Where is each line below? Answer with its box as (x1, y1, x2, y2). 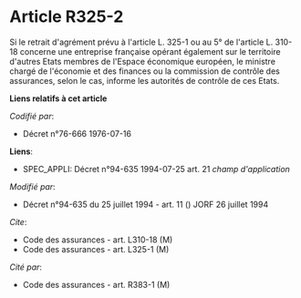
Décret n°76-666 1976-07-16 (22, 128, 132, 139)
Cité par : (9, 262, 43, 272)
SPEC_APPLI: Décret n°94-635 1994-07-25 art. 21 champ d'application (22, 163, 290, 174)
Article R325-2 (9, 6, 124, 27)
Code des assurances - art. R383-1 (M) (22, 279, 171, 290)
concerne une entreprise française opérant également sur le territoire (19, 46, 281, 57)
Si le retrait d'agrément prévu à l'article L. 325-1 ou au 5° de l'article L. (9, 36, 274, 47)
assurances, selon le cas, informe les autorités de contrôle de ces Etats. (9, 75, 280, 86)
